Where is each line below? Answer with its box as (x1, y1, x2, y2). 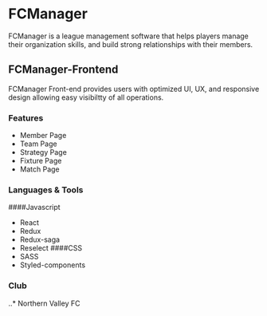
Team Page (19, 139, 57, 148)
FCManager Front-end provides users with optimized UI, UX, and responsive (8, 84, 260, 93)
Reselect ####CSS (19, 243, 83, 253)
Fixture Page (19, 156, 62, 166)
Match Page (19, 164, 60, 174)
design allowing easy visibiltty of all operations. (8, 93, 164, 102)
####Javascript (8, 203, 61, 212)
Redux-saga (19, 235, 61, 244)
